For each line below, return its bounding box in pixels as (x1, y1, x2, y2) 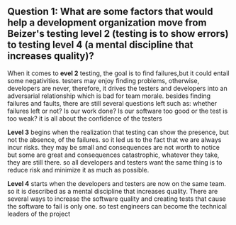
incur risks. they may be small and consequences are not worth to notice (7, 143, 220, 151)
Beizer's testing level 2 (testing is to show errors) (7, 28, 229, 40)
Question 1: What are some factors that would (7, 6, 213, 18)
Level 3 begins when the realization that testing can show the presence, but (7, 128, 229, 136)
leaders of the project (7, 209, 71, 218)
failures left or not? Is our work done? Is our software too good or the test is (7, 106, 228, 115)
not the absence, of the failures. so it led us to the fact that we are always (7, 135, 222, 144)
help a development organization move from (7, 17, 207, 29)
